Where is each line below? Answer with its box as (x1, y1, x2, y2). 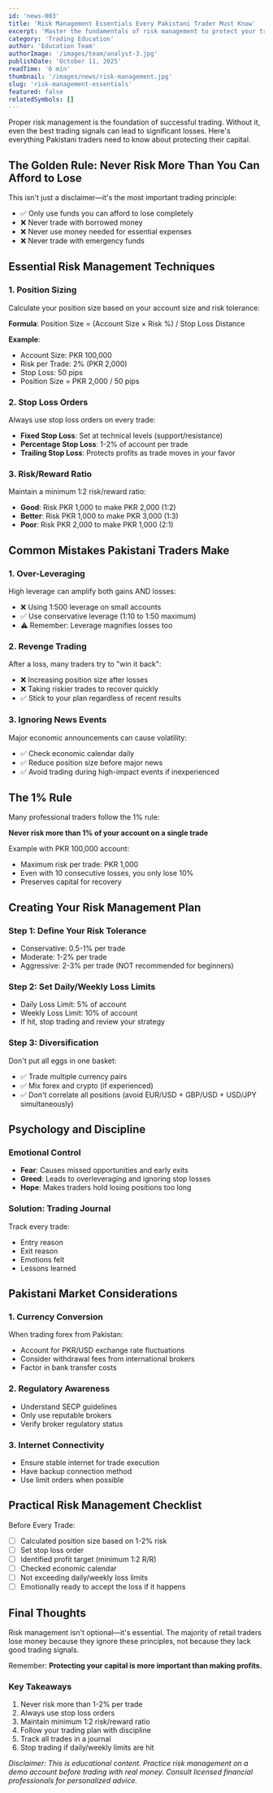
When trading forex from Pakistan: (8, 1330, 123, 1340)
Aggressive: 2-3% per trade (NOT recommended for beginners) (19, 961, 234, 971)
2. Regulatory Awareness (8, 1383, 110, 1394)
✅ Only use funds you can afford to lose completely (19, 208, 193, 218)
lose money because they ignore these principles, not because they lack (8, 1636, 251, 1646)
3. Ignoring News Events (8, 714, 107, 725)
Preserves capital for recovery (19, 877, 122, 887)
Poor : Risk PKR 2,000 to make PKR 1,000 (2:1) (19, 520, 174, 530)
